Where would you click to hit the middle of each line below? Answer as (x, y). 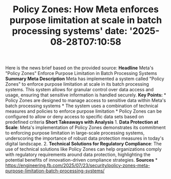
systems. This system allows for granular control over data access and (80, 90)
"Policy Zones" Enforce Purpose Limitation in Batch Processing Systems (81, 73)
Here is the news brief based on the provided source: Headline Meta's (80, 68)
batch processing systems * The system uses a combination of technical (82, 106)
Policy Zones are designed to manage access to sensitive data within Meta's (86, 100)
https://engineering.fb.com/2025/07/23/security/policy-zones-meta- (78, 165)
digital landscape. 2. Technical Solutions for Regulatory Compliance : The (83, 144)
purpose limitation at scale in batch (86, 20)
